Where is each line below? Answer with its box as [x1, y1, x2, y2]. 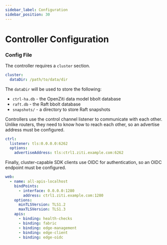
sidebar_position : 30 [5, 12, 50, 17]
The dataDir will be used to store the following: [5, 86, 102, 92]
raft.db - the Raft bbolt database [12, 101, 81, 107]
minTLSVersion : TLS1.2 [18, 202, 66, 207]
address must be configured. [5, 126, 65, 132]
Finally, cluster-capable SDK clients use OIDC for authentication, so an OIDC [5, 159, 162, 165]
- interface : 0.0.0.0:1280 [18, 188, 75, 193]
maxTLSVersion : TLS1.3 [18, 207, 66, 212]
